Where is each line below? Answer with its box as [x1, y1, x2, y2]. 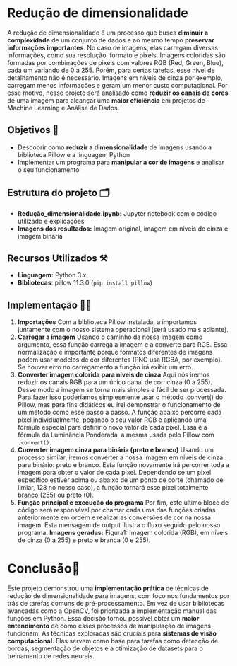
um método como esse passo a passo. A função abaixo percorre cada [17, 408, 222, 417]
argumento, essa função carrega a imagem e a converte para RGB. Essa [17, 340, 228, 349]
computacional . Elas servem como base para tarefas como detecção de [7, 637, 219, 645]
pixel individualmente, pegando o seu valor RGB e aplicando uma [17, 415, 207, 424]
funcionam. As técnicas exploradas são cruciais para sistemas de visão [7, 629, 217, 638]
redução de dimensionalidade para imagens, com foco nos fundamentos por [7, 592, 230, 600]
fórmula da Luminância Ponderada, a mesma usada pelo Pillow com [17, 430, 215, 440]
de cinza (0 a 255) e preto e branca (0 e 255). [17, 536, 151, 544]
